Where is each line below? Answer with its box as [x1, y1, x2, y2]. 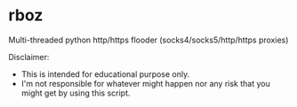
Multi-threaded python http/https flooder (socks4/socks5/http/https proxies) [8, 34, 289, 45]
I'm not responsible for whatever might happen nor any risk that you [20, 78, 270, 88]
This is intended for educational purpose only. [20, 68, 190, 80]
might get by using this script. [20, 88, 131, 98]
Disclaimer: [8, 51, 50, 62]
